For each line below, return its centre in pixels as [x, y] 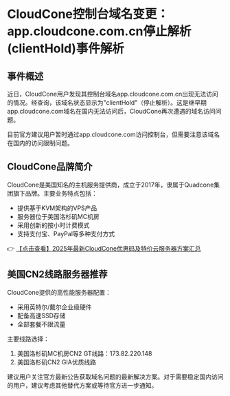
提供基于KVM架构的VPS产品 [57, 208]
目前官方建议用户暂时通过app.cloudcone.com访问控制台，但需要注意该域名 [114, 134]
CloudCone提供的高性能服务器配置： [59, 292]
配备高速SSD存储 [41, 315]
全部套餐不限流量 [41, 324]
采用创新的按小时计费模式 [53, 225]
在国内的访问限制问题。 [40, 143]
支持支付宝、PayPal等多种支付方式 [66, 233]
